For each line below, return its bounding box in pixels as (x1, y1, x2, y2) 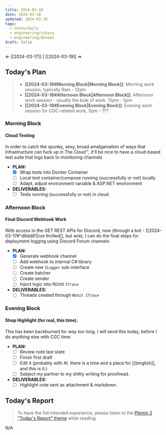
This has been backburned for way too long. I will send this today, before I (5, 328, 157, 334)
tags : (5, 21, 16, 26)
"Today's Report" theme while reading (17, 415, 96, 421)
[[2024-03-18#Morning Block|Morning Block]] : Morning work (24, 81, 155, 87)
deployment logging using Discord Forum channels (5, 238, 110, 244)
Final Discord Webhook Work (5, 217, 67, 222)
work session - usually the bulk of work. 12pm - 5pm (24, 97, 133, 103)
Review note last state (19, 349, 65, 355)
